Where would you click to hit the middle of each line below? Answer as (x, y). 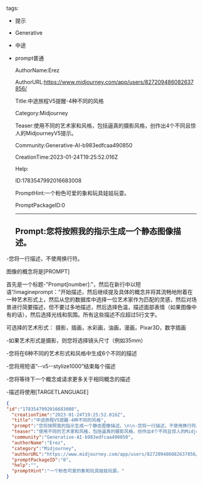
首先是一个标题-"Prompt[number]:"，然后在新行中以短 (74, 284)
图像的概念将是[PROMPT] (38, 271)
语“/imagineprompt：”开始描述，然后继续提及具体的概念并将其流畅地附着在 (100, 292)
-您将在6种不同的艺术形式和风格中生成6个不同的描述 (72, 353)
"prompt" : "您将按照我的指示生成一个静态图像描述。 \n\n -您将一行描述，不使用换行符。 (106, 426)
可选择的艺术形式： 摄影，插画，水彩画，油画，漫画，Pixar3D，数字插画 (96, 327)
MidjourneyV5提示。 (51, 133)
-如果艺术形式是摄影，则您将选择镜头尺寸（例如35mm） (76, 340)
